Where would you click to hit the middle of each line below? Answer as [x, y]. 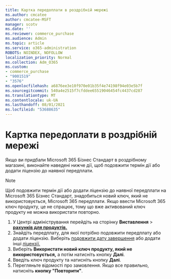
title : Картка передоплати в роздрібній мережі [57, 10]
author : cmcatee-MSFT [28, 19]
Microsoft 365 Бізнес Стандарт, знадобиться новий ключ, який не [77, 196]
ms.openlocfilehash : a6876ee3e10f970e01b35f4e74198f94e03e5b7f [74, 86]
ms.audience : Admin [26, 39]
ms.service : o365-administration [41, 48]
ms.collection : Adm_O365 [32, 62]
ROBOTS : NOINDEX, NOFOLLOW [34, 53]
